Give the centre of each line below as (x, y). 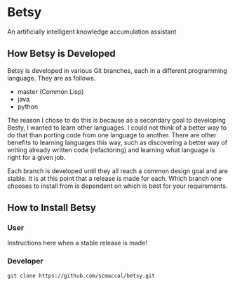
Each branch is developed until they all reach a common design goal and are (117, 171)
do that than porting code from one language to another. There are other (112, 135)
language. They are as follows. (52, 78)
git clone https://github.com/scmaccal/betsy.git (81, 275)
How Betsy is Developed (61, 54)
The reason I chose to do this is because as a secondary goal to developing (116, 120)
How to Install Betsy (52, 208)
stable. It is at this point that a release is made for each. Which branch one (115, 178)
